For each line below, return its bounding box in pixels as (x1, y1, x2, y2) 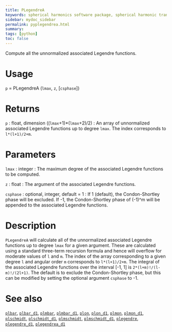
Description (5, 220, 56, 231)
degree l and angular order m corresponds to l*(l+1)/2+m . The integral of (5, 258, 160, 264)
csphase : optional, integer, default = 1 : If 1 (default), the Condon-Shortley (5, 191, 160, 197)
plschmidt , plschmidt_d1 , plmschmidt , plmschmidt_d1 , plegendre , (5, 315, 139, 321)
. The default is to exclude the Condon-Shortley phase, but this (28, 269, 161, 276)
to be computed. (5, 171, 40, 177)
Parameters (5, 149, 56, 160)
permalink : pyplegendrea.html (5, 22, 70, 27)
